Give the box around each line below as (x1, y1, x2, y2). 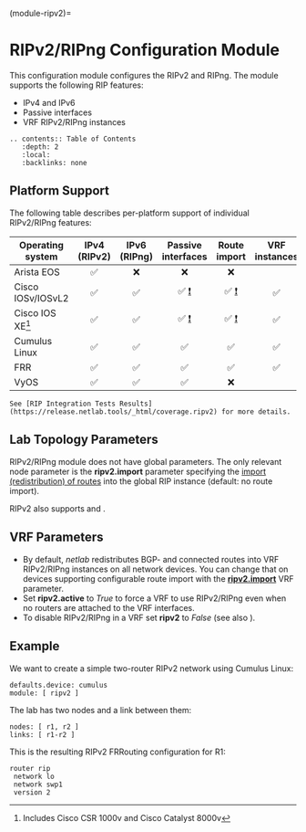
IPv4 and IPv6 (22, 97, 76, 108)
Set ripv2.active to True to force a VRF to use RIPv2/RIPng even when (22, 593, 287, 604)
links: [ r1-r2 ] (9, 730, 76, 739)
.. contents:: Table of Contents (9, 134, 137, 143)
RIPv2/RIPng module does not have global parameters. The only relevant (9, 456, 282, 467)
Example (9, 638, 60, 654)
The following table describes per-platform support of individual (9, 207, 250, 218)
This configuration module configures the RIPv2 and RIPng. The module (9, 69, 280, 80)
